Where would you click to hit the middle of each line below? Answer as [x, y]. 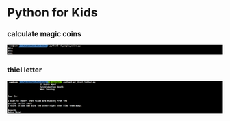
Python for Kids [52, 13]
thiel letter [25, 70]
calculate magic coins [44, 34]
